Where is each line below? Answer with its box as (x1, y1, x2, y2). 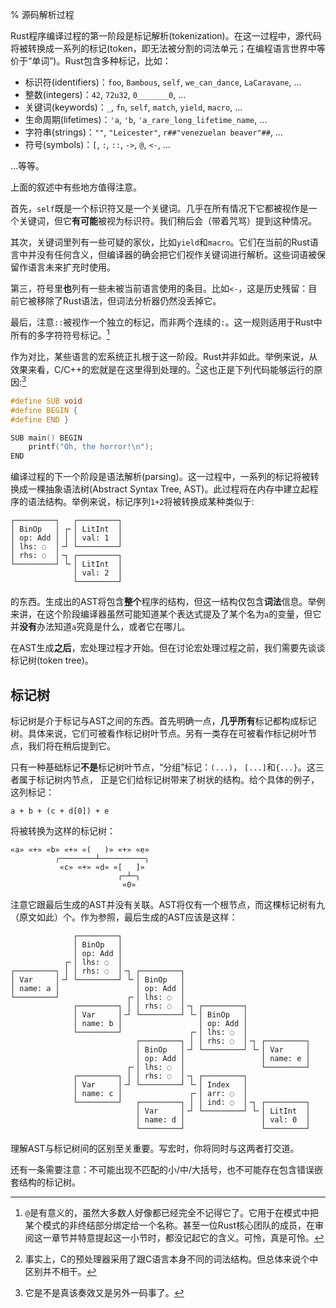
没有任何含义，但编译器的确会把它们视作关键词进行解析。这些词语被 (36, 249, 317, 260)
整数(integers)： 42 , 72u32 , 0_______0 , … (24, 89, 187, 100)
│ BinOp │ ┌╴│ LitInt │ (10, 524, 123, 535)
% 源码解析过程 (10, 9, 75, 20)
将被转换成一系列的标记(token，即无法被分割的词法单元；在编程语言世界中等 (10, 43, 326, 54)
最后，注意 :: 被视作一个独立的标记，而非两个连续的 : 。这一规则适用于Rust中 (10, 316, 323, 328)
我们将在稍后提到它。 (27, 740, 116, 752)
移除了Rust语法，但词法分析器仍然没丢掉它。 (36, 295, 222, 307)
